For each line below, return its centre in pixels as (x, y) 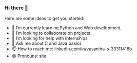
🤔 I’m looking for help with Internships (50, 38)
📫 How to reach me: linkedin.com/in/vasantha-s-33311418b (72, 49)
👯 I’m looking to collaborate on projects (51, 33)
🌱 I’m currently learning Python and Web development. (67, 28)
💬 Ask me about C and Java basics (47, 43)
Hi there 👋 (17, 8)
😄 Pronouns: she (29, 56)
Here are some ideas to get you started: (45, 19)
